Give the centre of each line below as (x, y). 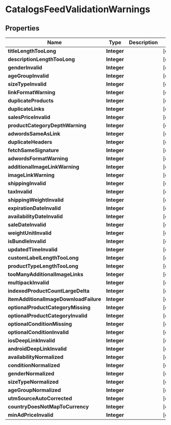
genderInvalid (25, 67)
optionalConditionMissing (40, 324)
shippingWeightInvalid (36, 200)
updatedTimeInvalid (33, 249)
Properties (22, 28)
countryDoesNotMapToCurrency (48, 407)
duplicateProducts (31, 101)
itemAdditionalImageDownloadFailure (54, 299)
